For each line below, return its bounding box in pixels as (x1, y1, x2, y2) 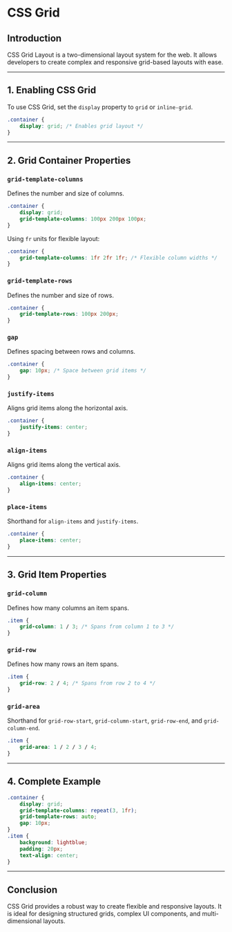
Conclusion (7, 884, 58, 895)
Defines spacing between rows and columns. (7, 348, 136, 356)
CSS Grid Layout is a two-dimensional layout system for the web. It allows (7, 50, 217, 59)
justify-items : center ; (19, 424, 88, 431)
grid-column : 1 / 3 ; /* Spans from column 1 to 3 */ (19, 623, 175, 630)
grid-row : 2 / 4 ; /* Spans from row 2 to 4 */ (19, 680, 156, 687)
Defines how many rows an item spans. (7, 660, 119, 668)
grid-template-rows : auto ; (19, 813, 97, 820)
